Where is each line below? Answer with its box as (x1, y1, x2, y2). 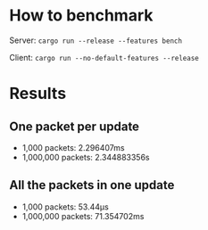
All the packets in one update (9, 177, 175, 193)
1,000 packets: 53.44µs (21, 201, 109, 212)
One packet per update (9, 119, 140, 134)
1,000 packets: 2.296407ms (21, 142, 125, 152)
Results (9, 84, 67, 103)
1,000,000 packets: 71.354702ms (21, 210, 145, 221)
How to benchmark (9, 5, 154, 26)
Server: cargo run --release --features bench (9, 35, 183, 45)
